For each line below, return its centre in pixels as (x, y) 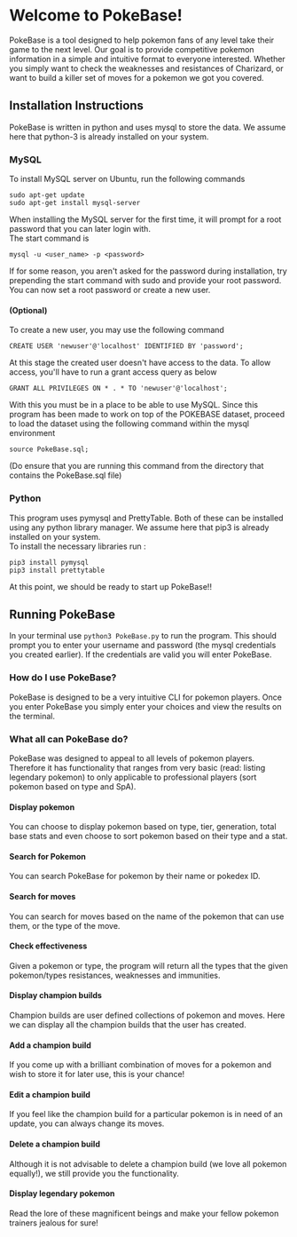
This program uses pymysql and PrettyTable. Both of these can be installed (146, 518)
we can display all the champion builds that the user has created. (128, 1024)
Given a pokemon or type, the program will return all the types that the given (148, 965)
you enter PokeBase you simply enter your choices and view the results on (145, 706)
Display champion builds (55, 995)
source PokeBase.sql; (49, 449)
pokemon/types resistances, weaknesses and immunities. (115, 975)
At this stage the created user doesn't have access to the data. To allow (140, 363)
